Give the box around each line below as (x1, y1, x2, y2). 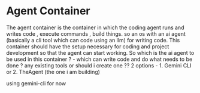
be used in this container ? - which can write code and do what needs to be (6, 55, 193, 63)
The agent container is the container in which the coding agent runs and (6, 24, 184, 31)
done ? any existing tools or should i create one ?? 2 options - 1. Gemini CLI (6, 61, 192, 69)
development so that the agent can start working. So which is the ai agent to (6, 49, 195, 56)
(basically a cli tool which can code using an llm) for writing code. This (6, 36, 180, 44)
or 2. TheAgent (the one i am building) (6, 68, 101, 75)
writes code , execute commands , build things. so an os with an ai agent (6, 30, 186, 37)
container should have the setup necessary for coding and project (6, 43, 169, 50)
